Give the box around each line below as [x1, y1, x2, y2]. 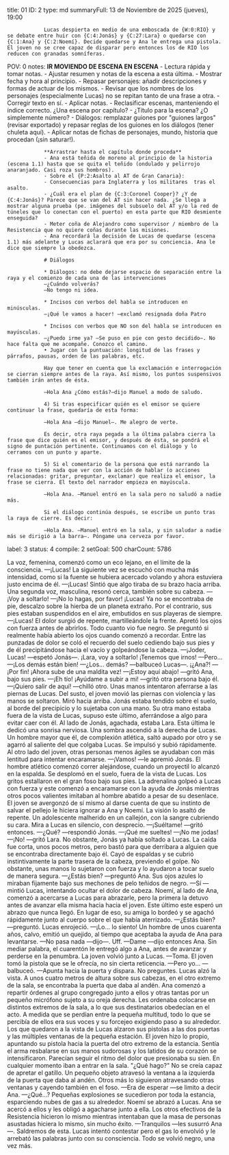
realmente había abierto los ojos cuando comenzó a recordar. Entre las [7, 631, 206, 639]
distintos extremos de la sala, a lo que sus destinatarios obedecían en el [7, 1003, 210, 1011]
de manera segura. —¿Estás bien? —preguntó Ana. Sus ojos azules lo [7, 872, 204, 880]
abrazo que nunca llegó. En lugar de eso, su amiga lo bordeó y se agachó [7, 909, 215, 916]
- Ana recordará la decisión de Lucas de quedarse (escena [43, 233, 215, 240]
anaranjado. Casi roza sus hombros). [7, 167, 115, 174]
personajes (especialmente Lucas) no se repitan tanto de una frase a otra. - [7, 92, 220, 100]
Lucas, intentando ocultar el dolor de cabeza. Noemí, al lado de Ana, [26, 887, 219, 894]
